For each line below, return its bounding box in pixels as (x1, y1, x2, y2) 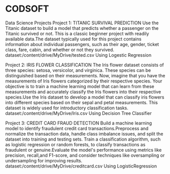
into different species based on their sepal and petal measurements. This (5, 99, 158, 105)
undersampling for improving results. (5, 157, 83, 163)
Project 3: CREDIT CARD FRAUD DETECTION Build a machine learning (5, 120, 152, 126)
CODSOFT (5, 3, 49, 15)
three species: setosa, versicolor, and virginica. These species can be (5, 67, 151, 73)
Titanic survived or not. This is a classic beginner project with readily (5, 30, 149, 36)
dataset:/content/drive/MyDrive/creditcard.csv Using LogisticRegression (5, 163, 157, 169)
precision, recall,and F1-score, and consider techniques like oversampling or (5, 152, 165, 158)
